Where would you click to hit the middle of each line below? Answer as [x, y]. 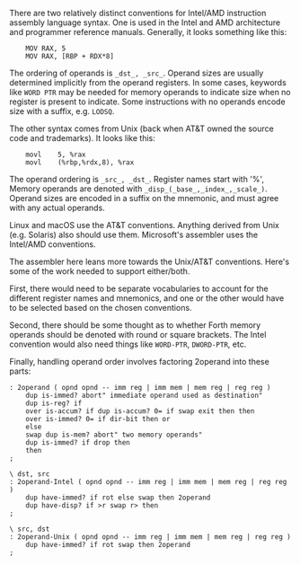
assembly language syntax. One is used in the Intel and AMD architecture [145, 22]
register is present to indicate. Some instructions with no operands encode [147, 102]
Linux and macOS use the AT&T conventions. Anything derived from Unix [145, 225]
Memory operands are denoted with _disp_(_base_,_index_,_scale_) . [138, 189]
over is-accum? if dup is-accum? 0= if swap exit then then [140, 411]
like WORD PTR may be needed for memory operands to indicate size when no [150, 92]
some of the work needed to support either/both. [100, 271]
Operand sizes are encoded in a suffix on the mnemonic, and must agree [144, 198]
